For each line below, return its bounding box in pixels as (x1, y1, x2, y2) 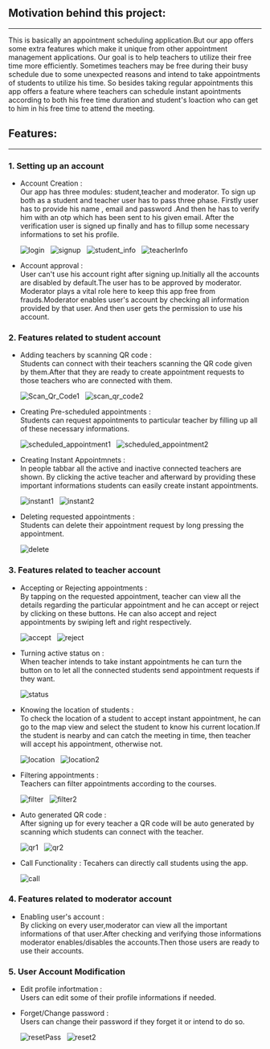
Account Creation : (19, 178, 83, 188)
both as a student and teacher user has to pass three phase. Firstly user (19, 195, 259, 205)
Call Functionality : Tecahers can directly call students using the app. (19, 858, 248, 867)
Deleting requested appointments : (19, 512, 135, 521)
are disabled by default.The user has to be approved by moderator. (19, 277, 243, 288)
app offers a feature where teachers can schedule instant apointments (8, 86, 242, 96)
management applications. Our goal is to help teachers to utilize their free (8, 52, 252, 62)
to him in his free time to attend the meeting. (8, 104, 155, 113)
